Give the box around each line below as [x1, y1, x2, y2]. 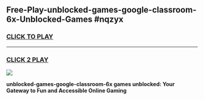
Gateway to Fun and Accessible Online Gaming [6, 87, 127, 94]
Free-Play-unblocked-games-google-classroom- [6, 5, 197, 15]
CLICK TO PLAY [6, 33, 53, 41]
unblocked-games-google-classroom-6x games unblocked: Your [6, 80, 175, 87]
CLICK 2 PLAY [6, 55, 49, 64]
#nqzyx [93, 15, 124, 25]
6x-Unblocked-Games [6, 15, 93, 25]
